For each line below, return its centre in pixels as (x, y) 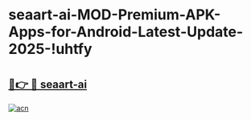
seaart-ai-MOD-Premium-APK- (115, 15)
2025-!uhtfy (50, 49)
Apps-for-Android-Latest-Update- (126, 32)
